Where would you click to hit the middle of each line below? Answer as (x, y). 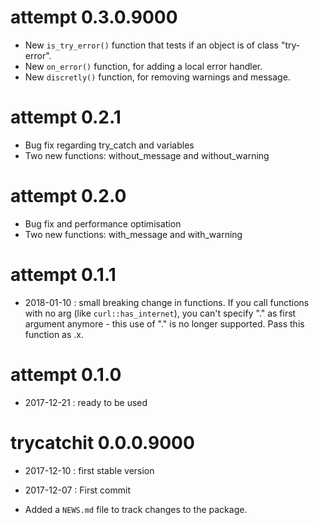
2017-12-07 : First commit (78, 490)
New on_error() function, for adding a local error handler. (143, 66)
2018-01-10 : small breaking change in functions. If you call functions (167, 302)
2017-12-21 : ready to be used (86, 402)
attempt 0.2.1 (66, 117)
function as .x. (54, 334)
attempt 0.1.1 (63, 275)
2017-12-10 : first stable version (89, 470)
